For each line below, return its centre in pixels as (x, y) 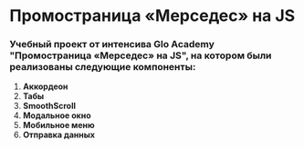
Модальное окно (57, 115)
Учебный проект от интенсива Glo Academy (112, 45)
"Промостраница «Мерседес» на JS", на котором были (141, 55)
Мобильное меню (58, 125)
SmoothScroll (49, 106)
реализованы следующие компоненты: (103, 67)
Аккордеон (45, 86)
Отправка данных (59, 135)
